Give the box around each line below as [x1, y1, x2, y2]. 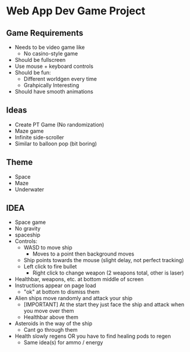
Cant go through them [23, 326, 78, 334]
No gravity [14, 225, 41, 232]
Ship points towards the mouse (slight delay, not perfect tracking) [23, 257, 184, 264]
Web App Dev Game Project [6, 4, 145, 18]
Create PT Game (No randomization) [14, 121, 104, 128]
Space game [14, 219, 46, 226]
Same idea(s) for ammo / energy [23, 339, 103, 346]
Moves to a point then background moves [32, 250, 135, 257]
